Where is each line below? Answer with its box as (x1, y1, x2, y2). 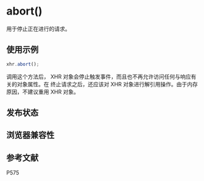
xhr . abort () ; (6, 61, 40, 67)
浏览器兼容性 (6, 130, 55, 140)
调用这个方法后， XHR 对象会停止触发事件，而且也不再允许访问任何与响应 (6, 73, 191, 80)
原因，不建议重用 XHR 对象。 (6, 88, 79, 95)
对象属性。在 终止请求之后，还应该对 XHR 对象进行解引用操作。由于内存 (16, 80, 198, 87)
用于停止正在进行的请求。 (6, 25, 71, 32)
